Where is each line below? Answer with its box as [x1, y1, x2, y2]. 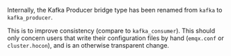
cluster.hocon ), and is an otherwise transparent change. [7, 41, 169, 49]
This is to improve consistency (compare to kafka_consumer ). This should [7, 27, 216, 35]
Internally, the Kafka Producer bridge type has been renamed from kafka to [7, 6, 223, 14]
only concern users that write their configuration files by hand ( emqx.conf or [7, 34, 224, 42]
